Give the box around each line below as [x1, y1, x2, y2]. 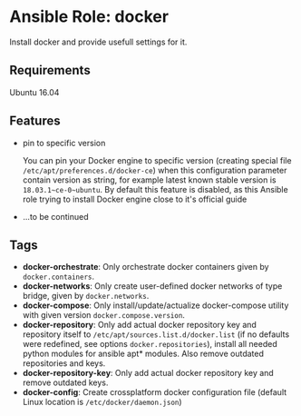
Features [9, 114, 61, 129]
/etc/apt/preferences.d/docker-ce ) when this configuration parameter [22, 164, 287, 175]
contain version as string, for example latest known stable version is [22, 174, 277, 185]
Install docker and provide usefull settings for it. [9, 36, 188, 47]
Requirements [9, 63, 91, 78]
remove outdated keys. [22, 377, 109, 388]
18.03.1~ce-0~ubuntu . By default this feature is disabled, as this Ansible [22, 183, 288, 194]
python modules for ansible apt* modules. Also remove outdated [22, 348, 265, 360]
